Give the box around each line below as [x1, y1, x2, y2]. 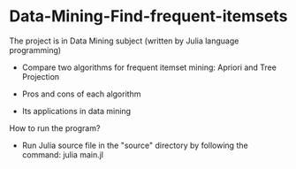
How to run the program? [9, 122, 101, 134]
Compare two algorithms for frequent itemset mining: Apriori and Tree [21, 62, 277, 73]
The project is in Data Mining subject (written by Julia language [9, 35, 239, 46]
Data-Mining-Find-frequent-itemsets [9, 6, 288, 27]
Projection [21, 71, 60, 81]
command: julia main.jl [21, 149, 104, 160]
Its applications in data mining [21, 105, 131, 116]
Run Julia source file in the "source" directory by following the [21, 140, 249, 150]
